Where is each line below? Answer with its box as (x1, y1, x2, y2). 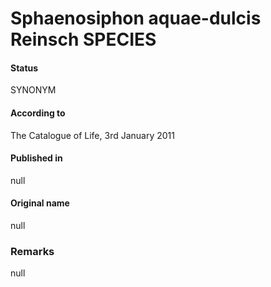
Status (10, 62, 39, 74)
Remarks (10, 244, 55, 258)
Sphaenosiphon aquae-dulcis (10, 7, 262, 30)
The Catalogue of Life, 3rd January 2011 (10, 129, 175, 141)
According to (10, 107, 66, 119)
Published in (10, 152, 63, 164)
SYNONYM (10, 84, 57, 96)
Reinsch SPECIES (10, 28, 157, 51)
